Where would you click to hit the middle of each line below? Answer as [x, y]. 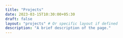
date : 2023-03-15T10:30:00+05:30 [40, 14]
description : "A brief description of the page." [58, 28]
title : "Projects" [24, 10]
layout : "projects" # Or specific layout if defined [61, 23]
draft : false [19, 19]
